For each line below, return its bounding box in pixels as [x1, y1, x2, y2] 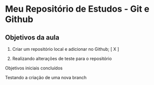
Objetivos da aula [5, 33, 60, 42]
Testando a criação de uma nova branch [5, 75, 87, 80]
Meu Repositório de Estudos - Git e [5, 3, 150, 15]
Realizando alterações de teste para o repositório [12, 56, 112, 62]
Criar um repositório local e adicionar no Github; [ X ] [12, 46, 119, 52]
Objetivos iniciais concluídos [5, 65, 63, 71]
